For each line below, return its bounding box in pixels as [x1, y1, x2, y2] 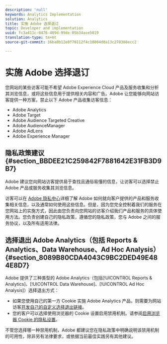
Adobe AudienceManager [12, 122, 66, 128]
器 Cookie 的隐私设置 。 [12, 317, 60, 323]
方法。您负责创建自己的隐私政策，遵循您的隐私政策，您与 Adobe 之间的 [9, 214, 157, 220]
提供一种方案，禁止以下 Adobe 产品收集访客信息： [9, 96, 113, 102]
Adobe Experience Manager [12, 133, 70, 139]
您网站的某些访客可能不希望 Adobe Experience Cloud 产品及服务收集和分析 [5, 84, 159, 90]
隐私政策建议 [5, 149, 45, 157]
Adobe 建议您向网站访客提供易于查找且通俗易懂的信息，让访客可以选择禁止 [5, 178, 160, 184]
